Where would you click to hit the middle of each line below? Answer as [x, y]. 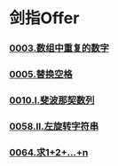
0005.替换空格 [41, 75]
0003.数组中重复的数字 [59, 48]
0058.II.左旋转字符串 [54, 126]
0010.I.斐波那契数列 [52, 100]
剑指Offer [44, 18]
